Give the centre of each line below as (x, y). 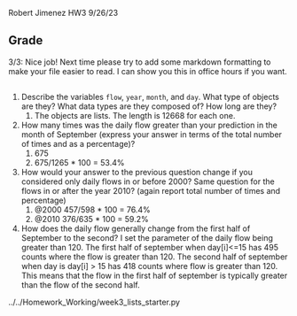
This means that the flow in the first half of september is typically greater (154, 276)
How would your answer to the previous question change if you (137, 173)
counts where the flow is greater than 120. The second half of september (154, 257)
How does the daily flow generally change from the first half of (136, 228)
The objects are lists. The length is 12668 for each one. (135, 116)
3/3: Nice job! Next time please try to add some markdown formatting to (140, 62)
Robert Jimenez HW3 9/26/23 (63, 13)
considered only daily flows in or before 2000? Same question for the (148, 181)
